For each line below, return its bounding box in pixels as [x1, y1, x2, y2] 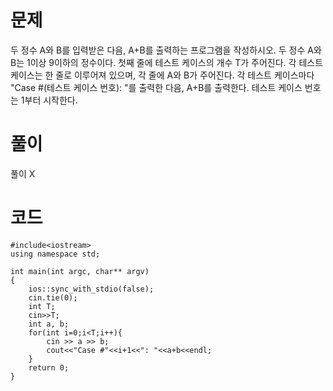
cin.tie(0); [28, 292, 78, 303]
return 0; [28, 362, 70, 373]
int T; [28, 301, 56, 311]
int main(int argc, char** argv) [10, 266, 150, 276]
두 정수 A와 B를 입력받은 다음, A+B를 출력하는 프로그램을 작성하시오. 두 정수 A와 [10, 44, 322, 56]
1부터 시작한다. [20, 94, 78, 106]
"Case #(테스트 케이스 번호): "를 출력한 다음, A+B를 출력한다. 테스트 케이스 [10, 81, 303, 93]
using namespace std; [10, 249, 101, 259]
